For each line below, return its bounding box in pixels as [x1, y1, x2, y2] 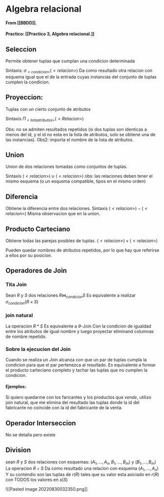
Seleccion [5, 45, 37, 53]
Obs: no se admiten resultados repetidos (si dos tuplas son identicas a [5, 126, 147, 132]
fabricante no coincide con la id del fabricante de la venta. [5, 405, 123, 411]
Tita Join [5, 281, 27, 288]
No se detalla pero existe [5, 432, 56, 437]
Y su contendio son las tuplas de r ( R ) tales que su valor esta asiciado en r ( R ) [5, 472, 159, 477]
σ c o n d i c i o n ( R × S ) [5, 299, 39, 306]
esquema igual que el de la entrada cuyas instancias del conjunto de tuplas [5, 74, 157, 80]
